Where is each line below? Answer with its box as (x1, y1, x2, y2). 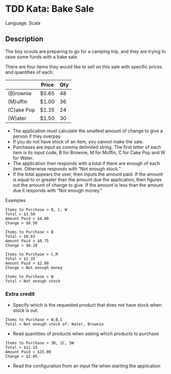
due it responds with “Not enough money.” (12, 187, 103, 193)
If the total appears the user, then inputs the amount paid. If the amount (12, 171, 163, 177)
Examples (5, 197, 26, 203)
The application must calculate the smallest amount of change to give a (12, 128, 163, 134)
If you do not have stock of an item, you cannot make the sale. (12, 138, 144, 144)
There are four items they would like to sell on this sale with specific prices (5, 63, 162, 69)
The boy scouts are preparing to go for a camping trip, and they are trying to (5, 48, 166, 54)
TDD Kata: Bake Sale (5, 3, 94, 15)
